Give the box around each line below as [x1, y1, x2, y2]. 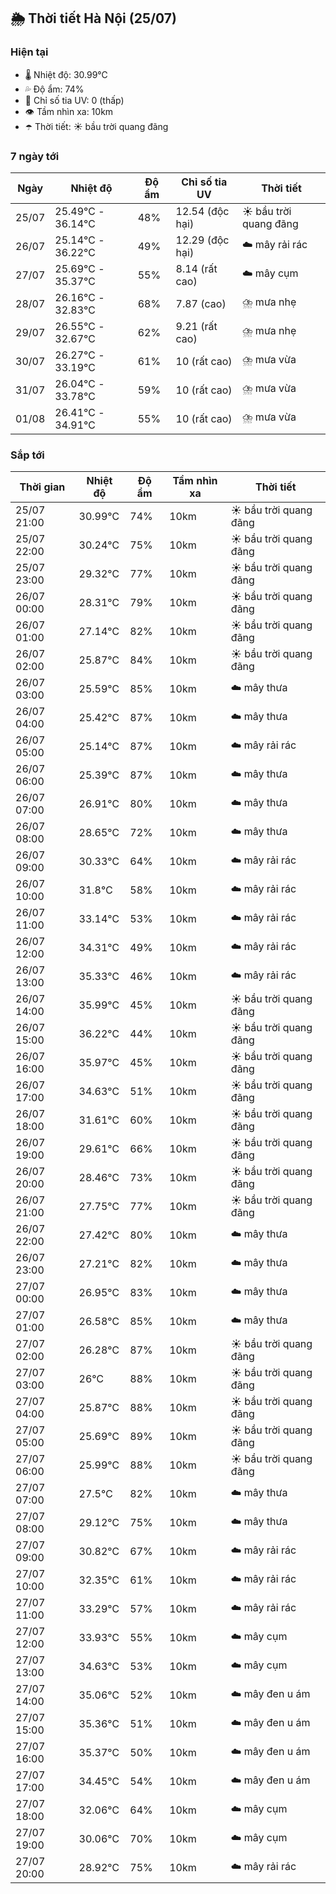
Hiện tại [10, 45, 49, 59]
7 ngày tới [10, 149, 60, 163]
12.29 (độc [175, 233, 230, 247]
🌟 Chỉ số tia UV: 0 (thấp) [24, 94, 125, 106]
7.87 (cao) [175, 296, 227, 310]
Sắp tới [10, 448, 45, 462]
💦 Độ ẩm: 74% [24, 83, 85, 95]
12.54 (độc [175, 204, 230, 218]
